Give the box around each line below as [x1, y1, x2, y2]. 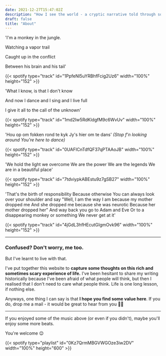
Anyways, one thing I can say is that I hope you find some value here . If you [5, 296, 161, 301]
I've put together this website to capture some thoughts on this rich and [5, 265, 154, 271]
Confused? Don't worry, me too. [5, 244, 84, 251]
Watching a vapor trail [5, 44, 50, 50]
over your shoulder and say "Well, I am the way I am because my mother [5, 196, 153, 202]
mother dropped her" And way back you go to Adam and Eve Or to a [5, 207, 144, 213]
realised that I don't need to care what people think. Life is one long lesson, [5, 281, 158, 287]
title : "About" [5, 21, 37, 26]
